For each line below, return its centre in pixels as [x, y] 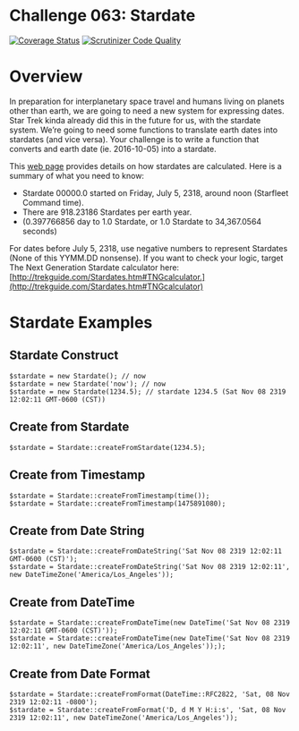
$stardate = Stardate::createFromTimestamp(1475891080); [118, 503]
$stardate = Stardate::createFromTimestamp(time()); [110, 496]
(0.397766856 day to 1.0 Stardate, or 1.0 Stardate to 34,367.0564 [142, 221]
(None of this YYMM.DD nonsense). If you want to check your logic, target [146, 258]
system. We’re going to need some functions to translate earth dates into [144, 130]
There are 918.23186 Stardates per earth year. [107, 212]
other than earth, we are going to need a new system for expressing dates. [147, 110]
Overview [46, 76]
